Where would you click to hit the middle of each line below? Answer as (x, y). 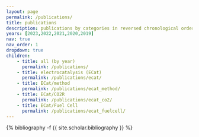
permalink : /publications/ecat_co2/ (67, 100)
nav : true (18, 39)
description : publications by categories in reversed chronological (92, 28)
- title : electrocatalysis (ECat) (59, 72)
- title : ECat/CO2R (41, 94)
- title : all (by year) (46, 61)
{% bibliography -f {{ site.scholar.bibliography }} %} (70, 128)
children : (18, 56)
